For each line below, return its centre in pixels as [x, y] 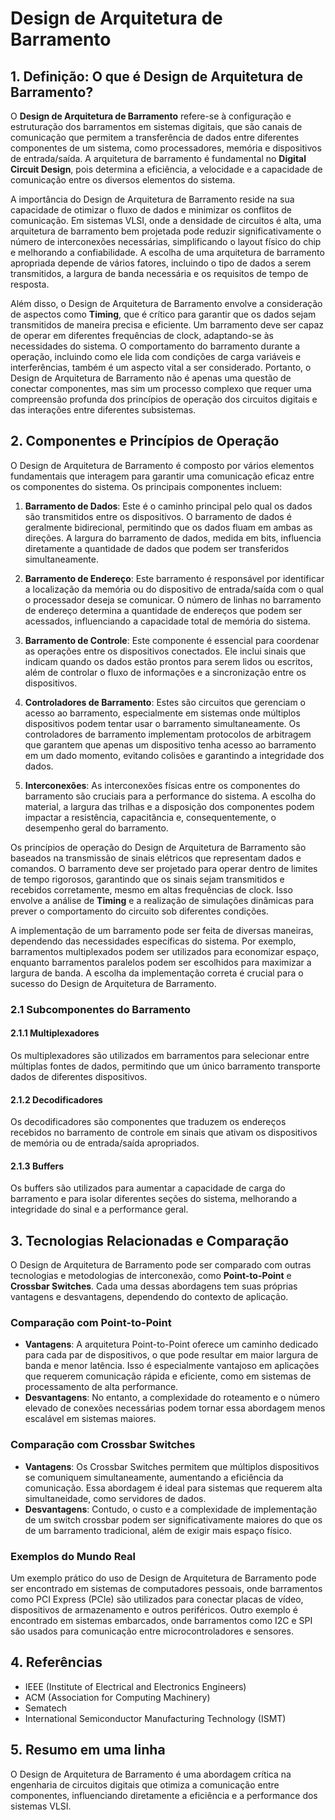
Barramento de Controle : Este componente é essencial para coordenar [172, 640]
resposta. [30, 284]
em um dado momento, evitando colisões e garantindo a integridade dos [174, 755]
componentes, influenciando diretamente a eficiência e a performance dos [164, 1795]
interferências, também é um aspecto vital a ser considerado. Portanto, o [161, 367]
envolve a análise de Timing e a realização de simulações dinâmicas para [162, 900]
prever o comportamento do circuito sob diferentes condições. [139, 911]
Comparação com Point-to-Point [91, 1323]
